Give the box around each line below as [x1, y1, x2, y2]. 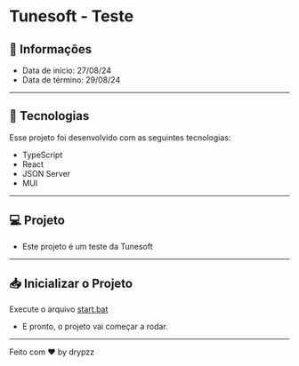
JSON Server [21, 168, 71, 179]
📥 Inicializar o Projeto [9, 276, 133, 291]
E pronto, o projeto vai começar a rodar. [21, 322, 169, 332]
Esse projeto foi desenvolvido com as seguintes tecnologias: [9, 131, 231, 143]
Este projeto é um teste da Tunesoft [21, 241, 153, 251]
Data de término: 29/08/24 [21, 75, 121, 85]
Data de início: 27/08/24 [21, 65, 112, 76]
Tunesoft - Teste [9, 6, 134, 27]
